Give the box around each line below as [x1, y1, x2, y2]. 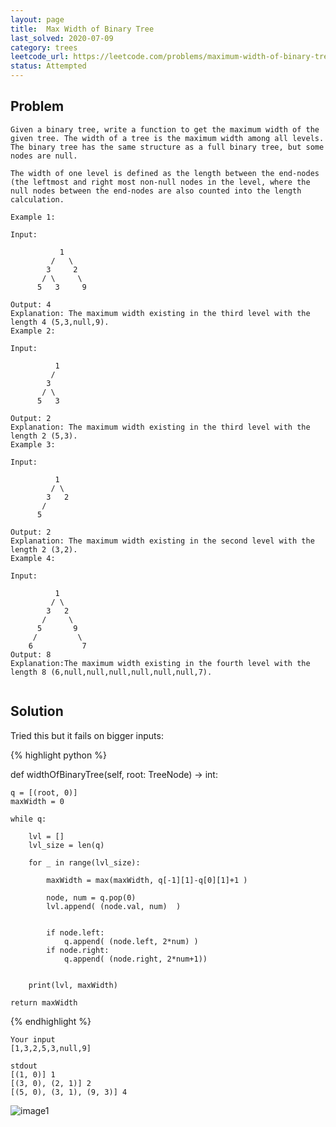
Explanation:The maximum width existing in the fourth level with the [10, 658, 311, 668]
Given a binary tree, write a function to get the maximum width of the [10, 124, 320, 135]
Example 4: [10, 553, 56, 563]
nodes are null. [10, 151, 78, 161]
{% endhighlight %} [10, 1015, 92, 1027]
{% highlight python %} [10, 749, 107, 761]
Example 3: [10, 439, 56, 450]
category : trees [10, 42, 78, 53]
